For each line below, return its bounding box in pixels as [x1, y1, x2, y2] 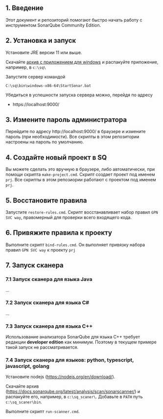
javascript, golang [5, 363, 49, 370]
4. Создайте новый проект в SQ [5, 153, 107, 162]
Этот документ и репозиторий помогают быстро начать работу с [5, 17, 142, 23]
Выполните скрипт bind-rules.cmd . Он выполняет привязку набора [5, 242, 145, 248]
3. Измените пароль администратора [5, 115, 127, 124]
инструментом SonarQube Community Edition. [5, 22, 101, 28]
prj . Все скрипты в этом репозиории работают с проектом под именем [5, 177, 156, 183]
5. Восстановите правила [5, 196, 87, 204]
